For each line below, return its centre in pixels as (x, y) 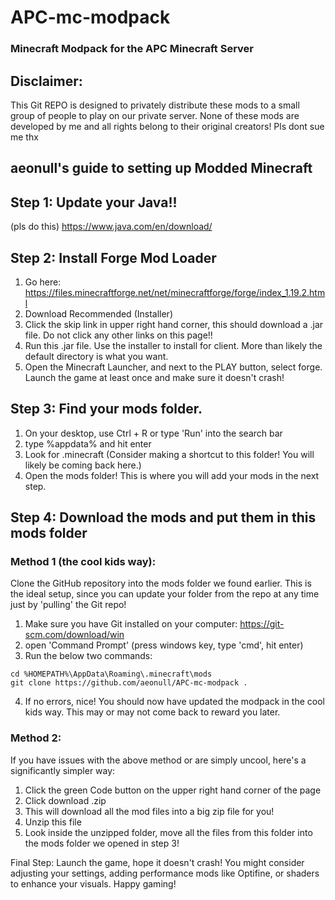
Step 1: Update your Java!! (94, 202)
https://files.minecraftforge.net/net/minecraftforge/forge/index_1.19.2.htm (175, 292)
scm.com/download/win (74, 635)
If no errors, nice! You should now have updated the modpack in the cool (175, 702)
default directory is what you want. (96, 356)
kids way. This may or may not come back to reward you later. (152, 712)
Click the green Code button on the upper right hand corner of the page (173, 790)
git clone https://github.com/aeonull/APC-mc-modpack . (129, 683)
